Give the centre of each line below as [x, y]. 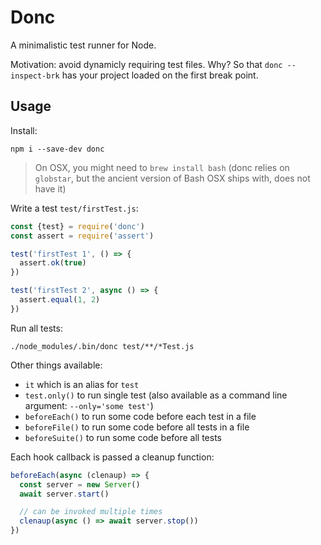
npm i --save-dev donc [57, 149]
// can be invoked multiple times [91, 512]
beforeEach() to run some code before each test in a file [140, 416]
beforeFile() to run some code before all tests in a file [137, 427]
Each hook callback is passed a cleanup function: [112, 457]
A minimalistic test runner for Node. [83, 45]
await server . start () [64, 494]
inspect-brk [35, 76]
